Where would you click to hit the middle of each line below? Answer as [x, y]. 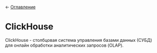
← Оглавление [20, 7]
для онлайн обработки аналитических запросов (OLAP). [64, 45]
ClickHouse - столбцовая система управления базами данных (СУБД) [79, 40]
